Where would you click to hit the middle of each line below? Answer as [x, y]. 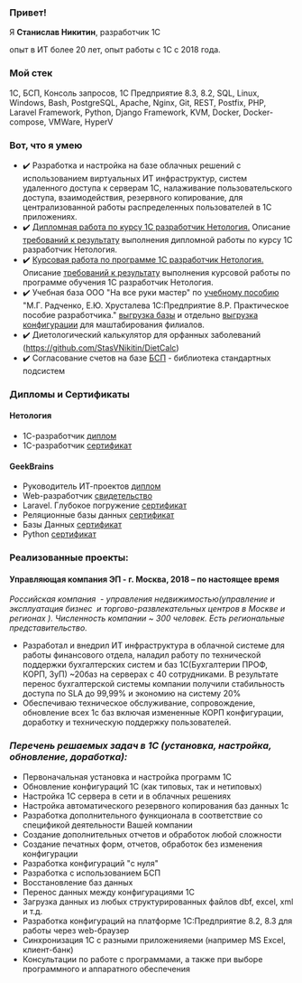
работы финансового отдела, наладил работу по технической [142, 655]
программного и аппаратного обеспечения [106, 969]
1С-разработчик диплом [69, 436]
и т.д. [32, 911]
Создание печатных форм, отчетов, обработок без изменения [142, 844]
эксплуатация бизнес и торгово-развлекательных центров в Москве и [147, 609]
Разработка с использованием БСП [91, 873]
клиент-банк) [48, 950]
